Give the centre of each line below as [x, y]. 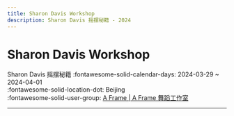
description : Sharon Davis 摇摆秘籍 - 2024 [69, 20]
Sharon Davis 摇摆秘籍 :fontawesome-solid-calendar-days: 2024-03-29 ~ [113, 74]
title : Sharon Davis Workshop [51, 14]
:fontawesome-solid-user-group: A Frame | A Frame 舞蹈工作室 [98, 98]
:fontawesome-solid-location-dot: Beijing [66, 90]
